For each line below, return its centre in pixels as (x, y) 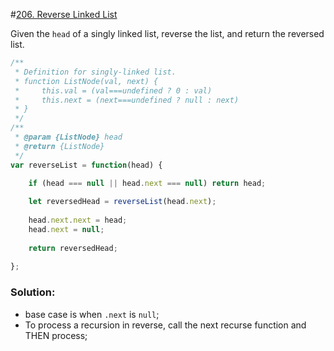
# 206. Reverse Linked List (64, 14)
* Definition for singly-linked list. (95, 72)
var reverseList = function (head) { (86, 165)
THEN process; (56, 335)
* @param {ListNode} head (68, 137)
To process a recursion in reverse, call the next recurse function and (165, 325)
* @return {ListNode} (59, 146)
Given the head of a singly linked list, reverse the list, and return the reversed (167, 33)
